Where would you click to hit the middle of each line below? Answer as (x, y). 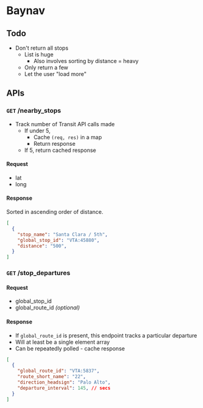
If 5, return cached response (60, 150)
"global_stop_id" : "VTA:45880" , (58, 240)
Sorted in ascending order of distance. (55, 212)
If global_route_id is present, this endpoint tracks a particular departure (106, 335)
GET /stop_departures (38, 273)
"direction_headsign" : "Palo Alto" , (64, 383)
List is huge (39, 55)
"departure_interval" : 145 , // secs (64, 388)
